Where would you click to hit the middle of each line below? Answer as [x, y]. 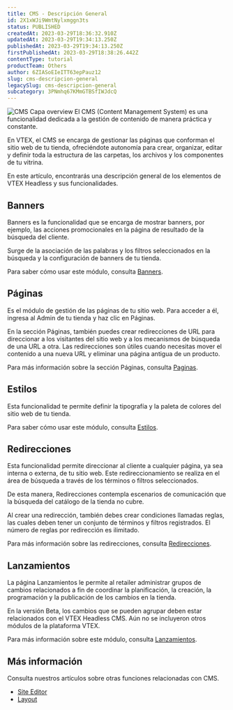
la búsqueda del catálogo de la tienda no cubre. [76, 502]
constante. [23, 127]
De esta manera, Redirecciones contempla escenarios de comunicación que [117, 495]
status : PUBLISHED [34, 27]
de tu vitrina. [25, 162]
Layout [27, 699]
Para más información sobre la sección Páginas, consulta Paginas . [103, 367]
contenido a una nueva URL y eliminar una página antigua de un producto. [114, 353]
